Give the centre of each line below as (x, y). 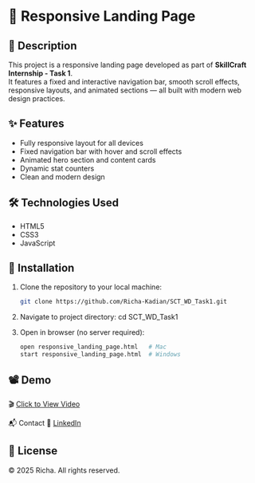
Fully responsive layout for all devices (81, 143)
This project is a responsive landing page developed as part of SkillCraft (127, 65)
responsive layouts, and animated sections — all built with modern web (125, 90)
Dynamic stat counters (57, 168)
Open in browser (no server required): (82, 332)
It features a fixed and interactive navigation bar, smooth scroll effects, (124, 82)
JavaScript (37, 243)
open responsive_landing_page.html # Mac (93, 347)
